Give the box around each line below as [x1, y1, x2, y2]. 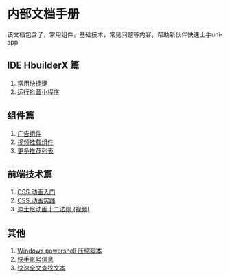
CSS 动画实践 [16, 196, 56, 205]
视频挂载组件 [16, 138, 54, 146]
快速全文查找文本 [16, 264, 66, 272]
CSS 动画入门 [16, 188, 56, 196]
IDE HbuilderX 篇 [7, 60, 80, 71]
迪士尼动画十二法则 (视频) [16, 205, 90, 213]
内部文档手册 [7, 6, 80, 22]
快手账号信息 [16, 255, 54, 264]
